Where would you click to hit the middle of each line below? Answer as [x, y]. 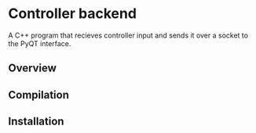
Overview [33, 68]
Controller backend [73, 14]
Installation [36, 122]
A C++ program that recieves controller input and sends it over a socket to [128, 35]
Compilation [38, 95]
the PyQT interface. [40, 43]
